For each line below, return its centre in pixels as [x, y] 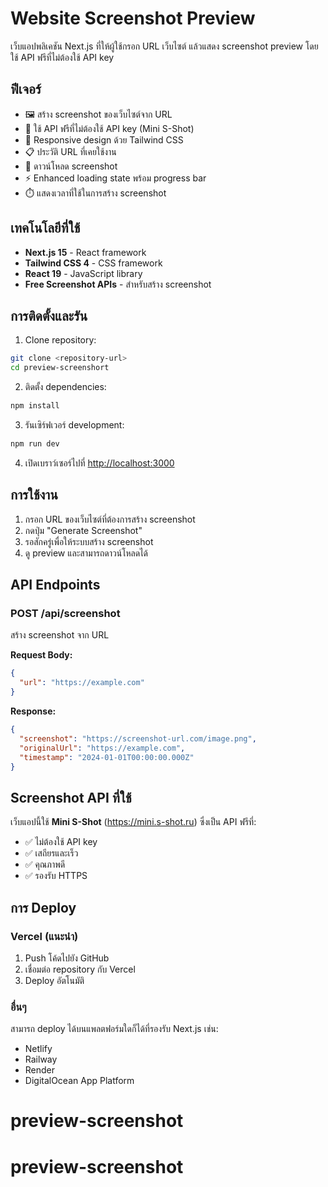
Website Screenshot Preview [133, 18]
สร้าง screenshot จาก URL [60, 635]
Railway [41, 1059]
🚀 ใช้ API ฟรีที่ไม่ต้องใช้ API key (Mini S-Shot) [109, 128]
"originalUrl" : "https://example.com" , [102, 748]
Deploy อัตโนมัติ [54, 980]
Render [40, 1070]
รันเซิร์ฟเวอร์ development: [74, 425]
